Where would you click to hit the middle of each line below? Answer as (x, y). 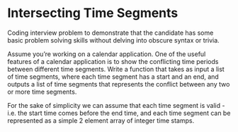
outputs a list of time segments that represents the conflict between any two (119, 84)
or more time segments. (42, 92)
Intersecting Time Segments (93, 13)
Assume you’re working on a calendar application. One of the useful (107, 54)
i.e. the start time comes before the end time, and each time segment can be (119, 113)
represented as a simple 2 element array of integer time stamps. (101, 120)
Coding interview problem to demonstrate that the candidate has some (110, 33)
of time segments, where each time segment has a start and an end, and (113, 77)
